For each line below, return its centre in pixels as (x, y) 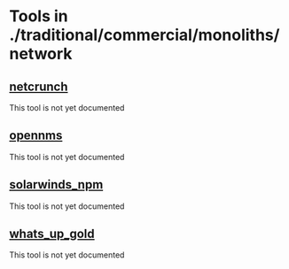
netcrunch (39, 86)
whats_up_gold (52, 234)
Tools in (39, 16)
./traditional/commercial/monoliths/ (144, 35)
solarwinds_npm (56, 184)
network (41, 54)
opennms (36, 136)
